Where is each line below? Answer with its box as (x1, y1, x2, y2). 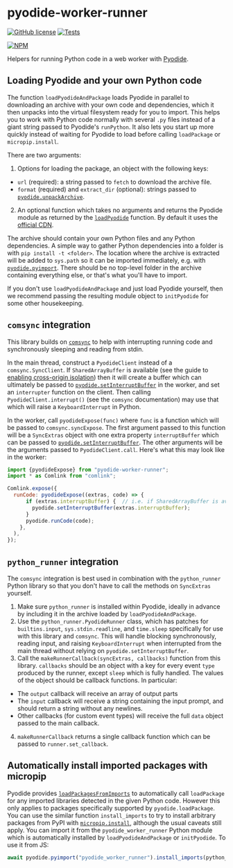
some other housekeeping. (7, 299, 84, 307)
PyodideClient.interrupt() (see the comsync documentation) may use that (7, 395, 219, 403)
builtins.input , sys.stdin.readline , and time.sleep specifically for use (17, 625, 223, 632)
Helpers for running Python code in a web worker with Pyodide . (7, 54, 189, 63)
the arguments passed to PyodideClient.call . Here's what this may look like (7, 445, 225, 453)
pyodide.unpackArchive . (17, 192, 85, 200)
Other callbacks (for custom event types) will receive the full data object (17, 712, 224, 720)
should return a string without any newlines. (17, 704, 144, 712)
